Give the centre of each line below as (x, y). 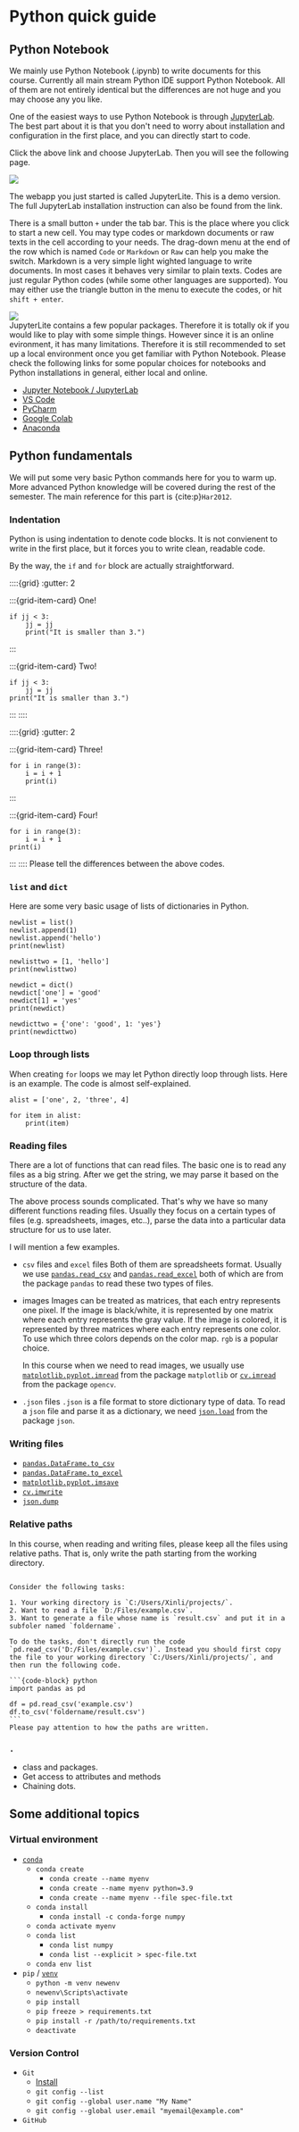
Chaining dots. (49, 1786)
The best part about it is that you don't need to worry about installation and (147, 126)
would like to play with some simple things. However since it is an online (141, 335)
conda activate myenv (75, 1926)
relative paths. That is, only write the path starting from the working (133, 1553)
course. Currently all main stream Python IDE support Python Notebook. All (147, 80)
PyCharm (39, 409)
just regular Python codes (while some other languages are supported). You (149, 280)
